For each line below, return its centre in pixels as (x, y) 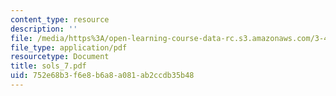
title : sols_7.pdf (48, 66)
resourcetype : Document (60, 57)
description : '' (44, 29)
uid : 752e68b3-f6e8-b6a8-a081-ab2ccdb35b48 (102, 76)
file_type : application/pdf (69, 47)
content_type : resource (60, 19)
